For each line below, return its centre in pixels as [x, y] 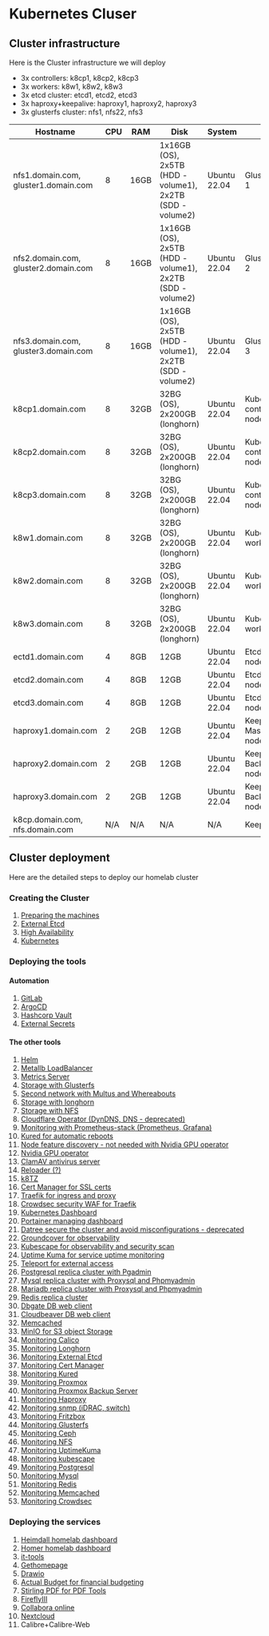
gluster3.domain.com [53, 351]
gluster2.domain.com [53, 268]
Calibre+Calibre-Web [55, 1624]
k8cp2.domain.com [49, 452]
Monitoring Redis [49, 1484]
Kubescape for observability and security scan [97, 1247]
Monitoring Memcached [60, 1493]
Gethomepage [44, 1565]
